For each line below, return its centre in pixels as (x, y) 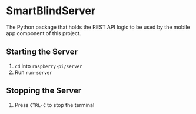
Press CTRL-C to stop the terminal (54, 105)
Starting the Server (42, 52)
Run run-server (33, 72)
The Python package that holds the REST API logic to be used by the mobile (98, 27)
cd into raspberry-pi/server (48, 66)
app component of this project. (44, 33)
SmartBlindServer (51, 11)
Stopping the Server (44, 91)
